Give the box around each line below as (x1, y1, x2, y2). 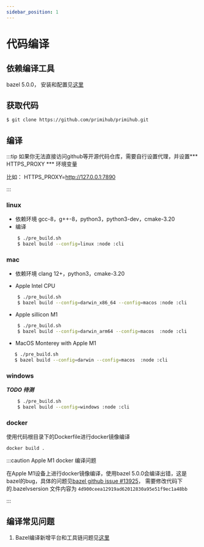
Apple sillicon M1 (15, 311, 58, 318)
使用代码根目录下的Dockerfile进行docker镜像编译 (6, 433, 130, 441)
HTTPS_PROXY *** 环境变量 (6, 160, 78, 168)
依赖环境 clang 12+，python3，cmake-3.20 (15, 270, 125, 277)
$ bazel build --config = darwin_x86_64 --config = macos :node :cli (17, 300, 188, 306)
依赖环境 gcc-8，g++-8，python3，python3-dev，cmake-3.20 (15, 215, 175, 223)
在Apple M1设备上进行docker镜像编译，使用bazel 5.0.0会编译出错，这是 (6, 470, 188, 477)
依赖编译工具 (6, 64, 55, 74)
